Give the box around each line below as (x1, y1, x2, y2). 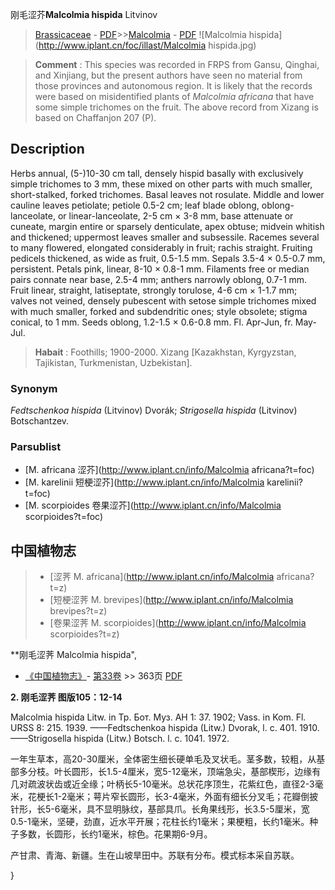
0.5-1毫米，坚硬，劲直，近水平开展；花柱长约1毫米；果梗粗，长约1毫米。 (10, 816, 310, 828)
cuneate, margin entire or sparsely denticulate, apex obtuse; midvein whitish (10, 220, 325, 232)
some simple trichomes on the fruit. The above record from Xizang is (34, 101, 319, 113)
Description (10, 141, 85, 158)
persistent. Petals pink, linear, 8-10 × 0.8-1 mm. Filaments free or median (10, 263, 310, 275)
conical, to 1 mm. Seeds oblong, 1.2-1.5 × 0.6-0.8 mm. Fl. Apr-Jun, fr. (10, 316, 293, 328)
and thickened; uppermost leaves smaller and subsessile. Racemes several (10, 231, 320, 243)
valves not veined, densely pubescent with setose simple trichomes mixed (10, 294, 317, 307)
